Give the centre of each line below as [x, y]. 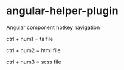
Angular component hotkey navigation [53, 27]
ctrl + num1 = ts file [30, 39]
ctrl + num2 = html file [33, 50]
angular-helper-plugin [63, 11]
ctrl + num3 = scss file [34, 62]
